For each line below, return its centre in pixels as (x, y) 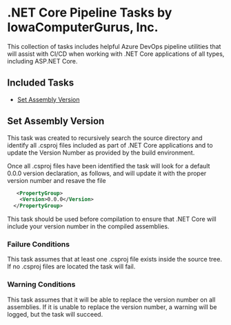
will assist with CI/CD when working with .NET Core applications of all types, (116, 54)
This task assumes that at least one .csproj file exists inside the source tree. (115, 259)
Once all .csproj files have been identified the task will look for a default (109, 166)
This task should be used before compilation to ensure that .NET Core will (112, 219)
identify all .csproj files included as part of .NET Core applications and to (110, 145)
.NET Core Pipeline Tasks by (90, 13)
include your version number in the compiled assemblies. (88, 226)
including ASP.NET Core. (42, 61)
